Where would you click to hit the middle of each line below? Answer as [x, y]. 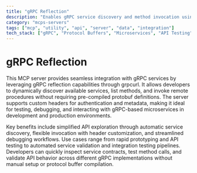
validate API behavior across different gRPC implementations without [89, 158]
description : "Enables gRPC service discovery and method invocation [93, 17]
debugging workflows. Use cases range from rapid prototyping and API [92, 139]
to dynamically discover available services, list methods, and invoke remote [97, 91]
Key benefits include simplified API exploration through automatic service [95, 127]
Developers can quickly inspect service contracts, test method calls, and [94, 152]
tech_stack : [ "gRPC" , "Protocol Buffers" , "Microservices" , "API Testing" [99, 33]
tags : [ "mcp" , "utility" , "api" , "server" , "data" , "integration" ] [90, 28]
